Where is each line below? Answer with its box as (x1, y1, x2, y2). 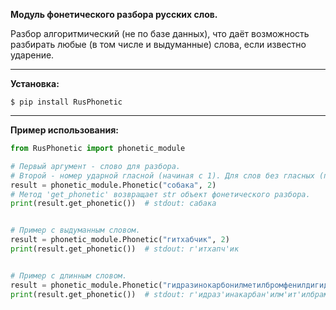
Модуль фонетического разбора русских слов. (10, 9, 218, 20)
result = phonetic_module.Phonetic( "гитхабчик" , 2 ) (10, 235, 230, 245)
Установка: (10, 78, 60, 89)
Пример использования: (10, 124, 119, 136)
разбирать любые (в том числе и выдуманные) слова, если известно (10, 39, 307, 50)
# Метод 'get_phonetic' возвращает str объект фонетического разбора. (10, 189, 311, 199)
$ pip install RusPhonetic (10, 97, 123, 107)
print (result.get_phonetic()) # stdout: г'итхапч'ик (10, 244, 240, 254)
